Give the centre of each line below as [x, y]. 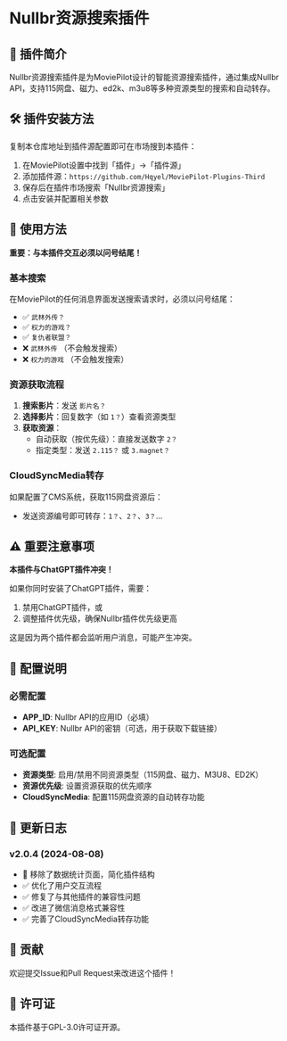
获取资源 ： [42, 428]
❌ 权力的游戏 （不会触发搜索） [75, 359]
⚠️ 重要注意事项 [52, 546]
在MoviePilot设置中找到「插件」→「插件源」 [104, 165]
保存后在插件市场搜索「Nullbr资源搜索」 [96, 187]
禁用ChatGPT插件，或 [62, 607]
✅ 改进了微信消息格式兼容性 [74, 908]
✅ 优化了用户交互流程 [62, 885]
